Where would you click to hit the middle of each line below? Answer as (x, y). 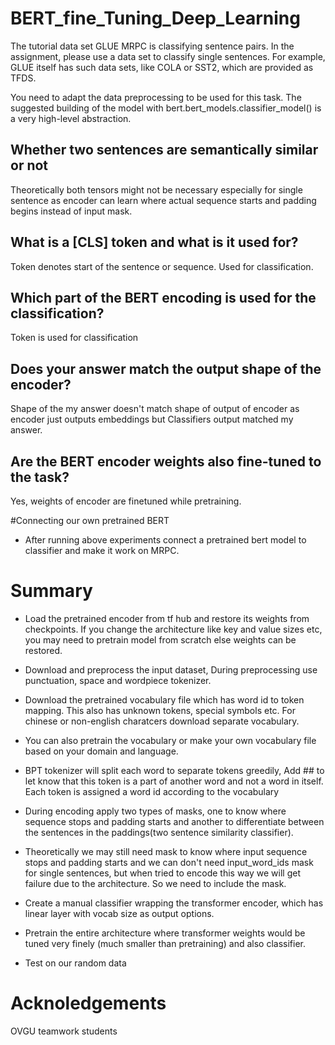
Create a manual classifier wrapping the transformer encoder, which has (174, 903)
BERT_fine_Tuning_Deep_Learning (155, 18)
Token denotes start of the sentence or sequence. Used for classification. (162, 266)
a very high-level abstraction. (71, 118)
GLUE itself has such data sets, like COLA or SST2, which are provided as (162, 67)
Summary (51, 591)
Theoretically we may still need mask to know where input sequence (166, 851)
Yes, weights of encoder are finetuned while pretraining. (126, 501)
